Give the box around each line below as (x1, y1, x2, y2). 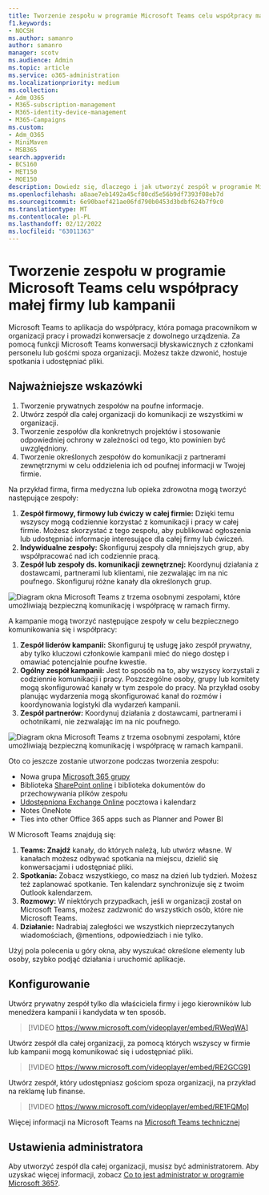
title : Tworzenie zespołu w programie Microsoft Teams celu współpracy (8, 11, 252, 20)
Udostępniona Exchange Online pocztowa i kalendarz (19, 797, 197, 807)
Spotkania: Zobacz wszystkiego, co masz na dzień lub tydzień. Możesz (19, 870, 258, 880)
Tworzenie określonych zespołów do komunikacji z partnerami (19, 451, 227, 461)
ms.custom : (8, 123, 45, 131)
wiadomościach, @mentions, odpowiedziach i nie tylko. (19, 930, 203, 940)
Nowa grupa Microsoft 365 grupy (19, 772, 130, 781)
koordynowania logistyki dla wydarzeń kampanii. (19, 700, 181, 709)
